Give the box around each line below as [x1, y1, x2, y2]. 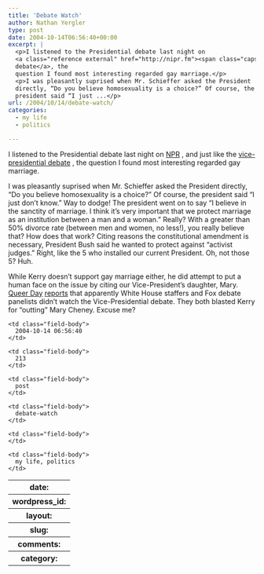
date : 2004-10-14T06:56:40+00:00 [8, 33, 118, 42]
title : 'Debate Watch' [8, 11, 82, 20]
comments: [17, 539, 61, 550]
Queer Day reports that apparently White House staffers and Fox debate [8, 288, 241, 298]
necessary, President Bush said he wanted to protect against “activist [8, 239, 233, 249]
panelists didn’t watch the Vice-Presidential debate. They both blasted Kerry [8, 296, 255, 306]
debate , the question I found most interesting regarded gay [47, 158, 241, 167]
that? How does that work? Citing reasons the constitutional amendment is [8, 231, 249, 240]
